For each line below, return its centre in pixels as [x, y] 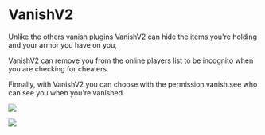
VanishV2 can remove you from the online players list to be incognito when [131, 60]
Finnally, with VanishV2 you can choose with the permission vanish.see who [133, 84]
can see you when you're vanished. [66, 92]
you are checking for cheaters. [58, 68]
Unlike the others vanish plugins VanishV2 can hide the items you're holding [132, 37]
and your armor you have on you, [63, 44]
